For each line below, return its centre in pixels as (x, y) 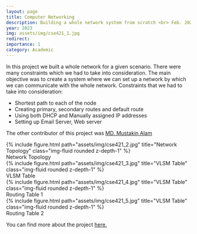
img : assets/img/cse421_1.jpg (43, 34)
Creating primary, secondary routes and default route (79, 109)
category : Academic (30, 50)
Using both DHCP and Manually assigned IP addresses (81, 115)
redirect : (18, 39)
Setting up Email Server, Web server (58, 122)
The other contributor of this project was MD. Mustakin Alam (79, 133)
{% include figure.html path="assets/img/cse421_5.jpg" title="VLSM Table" (97, 200)
